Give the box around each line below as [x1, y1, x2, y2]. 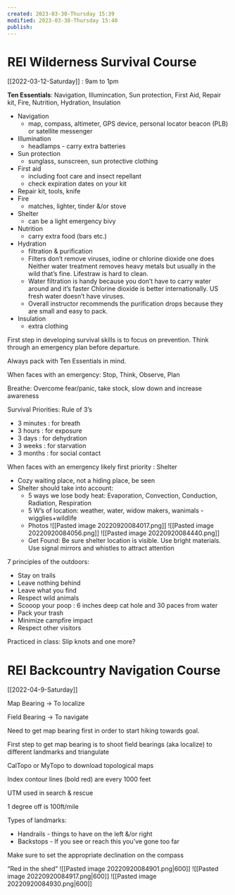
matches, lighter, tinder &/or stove [27, 202, 127, 210]
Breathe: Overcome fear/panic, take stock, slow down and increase [7, 384, 203, 392]
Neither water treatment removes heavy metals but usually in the [27, 262, 216, 270]
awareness [7, 392, 39, 400]
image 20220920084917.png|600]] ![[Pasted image [7, 872, 157, 881]
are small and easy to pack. [27, 307, 108, 316]
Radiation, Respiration [27, 499, 91, 507]
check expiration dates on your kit [27, 179, 127, 188]
